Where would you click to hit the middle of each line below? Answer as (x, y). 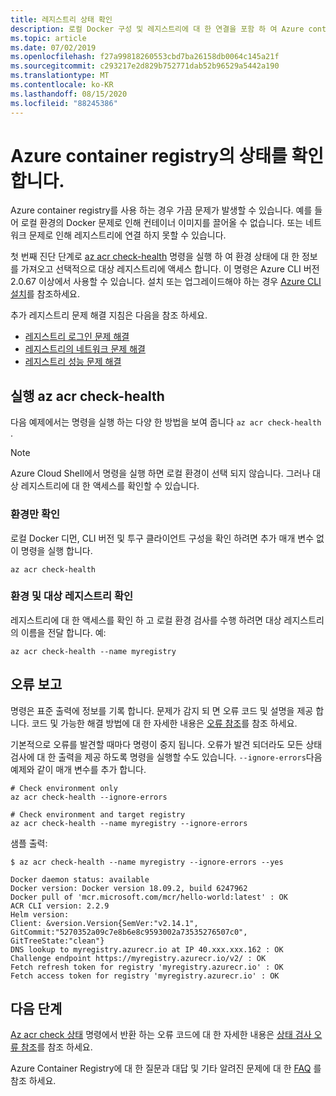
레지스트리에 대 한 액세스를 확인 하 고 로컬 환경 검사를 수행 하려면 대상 (146, 620)
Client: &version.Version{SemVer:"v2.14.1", (104, 923)
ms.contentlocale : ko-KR (62, 85)
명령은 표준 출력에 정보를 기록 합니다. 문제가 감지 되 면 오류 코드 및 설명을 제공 (162, 710)
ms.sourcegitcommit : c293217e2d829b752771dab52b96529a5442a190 (145, 66)
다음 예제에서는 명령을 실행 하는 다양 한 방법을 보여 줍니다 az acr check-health (166, 422)
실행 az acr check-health (87, 396)
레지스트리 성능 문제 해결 (73, 362)
